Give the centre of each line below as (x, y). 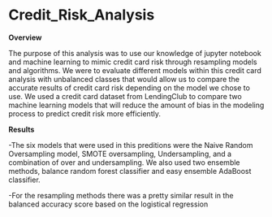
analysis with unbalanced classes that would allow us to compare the (124, 79)
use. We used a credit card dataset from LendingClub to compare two (125, 96)
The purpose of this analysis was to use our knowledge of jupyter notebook (135, 53)
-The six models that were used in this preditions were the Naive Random (131, 145)
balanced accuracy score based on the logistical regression (108, 204)
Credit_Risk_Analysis (82, 15)
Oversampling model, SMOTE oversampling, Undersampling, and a (120, 154)
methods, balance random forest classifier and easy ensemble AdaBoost (130, 171)
